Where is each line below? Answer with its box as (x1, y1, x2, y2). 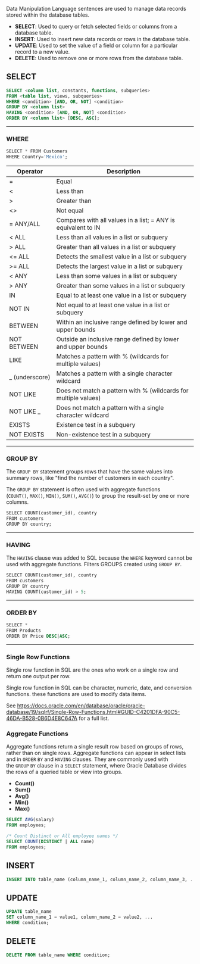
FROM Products (6, 628, 42, 634)
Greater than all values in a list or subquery (56, 243, 176, 251)
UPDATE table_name (6, 909, 52, 915)
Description (107, 167, 141, 176)
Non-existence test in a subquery (56, 430, 151, 439)
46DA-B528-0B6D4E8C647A (6, 715, 78, 722)
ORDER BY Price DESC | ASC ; (6, 633, 70, 639)
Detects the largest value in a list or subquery (56, 262, 183, 270)
